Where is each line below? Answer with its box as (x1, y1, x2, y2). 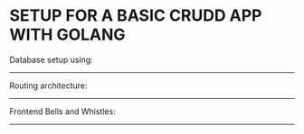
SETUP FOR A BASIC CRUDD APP (9, 5, 262, 26)
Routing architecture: (9, 80, 88, 91)
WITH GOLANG (9, 24, 126, 45)
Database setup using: (9, 54, 93, 65)
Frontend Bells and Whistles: (9, 105, 116, 117)
